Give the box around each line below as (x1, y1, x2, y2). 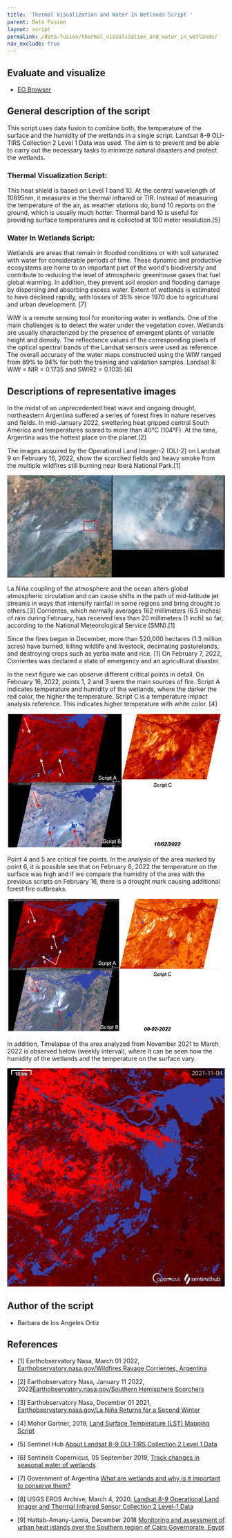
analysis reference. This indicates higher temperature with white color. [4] (7, 700, 217, 708)
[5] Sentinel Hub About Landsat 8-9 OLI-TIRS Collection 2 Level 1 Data (17, 1440, 217, 1449)
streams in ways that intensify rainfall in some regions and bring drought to (7, 600, 220, 608)
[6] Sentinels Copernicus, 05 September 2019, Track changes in (17, 1453, 200, 1462)
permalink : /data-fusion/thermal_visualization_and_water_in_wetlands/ (7, 33, 217, 40)
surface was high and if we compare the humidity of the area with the (7, 870, 205, 878)
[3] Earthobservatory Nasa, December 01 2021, (17, 1399, 152, 1407)
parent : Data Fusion (7, 18, 67, 26)
